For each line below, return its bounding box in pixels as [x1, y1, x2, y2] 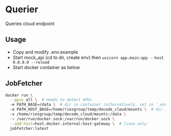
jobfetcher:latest [10, 126, 49, 131]
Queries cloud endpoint [5, 20, 55, 27]
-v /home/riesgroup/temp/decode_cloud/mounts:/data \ [10, 111, 126, 117]
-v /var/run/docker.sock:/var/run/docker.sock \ [10, 116, 115, 121]
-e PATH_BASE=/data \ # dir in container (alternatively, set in [10, 102, 154, 107]
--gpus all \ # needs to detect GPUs [10, 97, 93, 103]
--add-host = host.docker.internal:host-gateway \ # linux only [10, 121, 147, 126]
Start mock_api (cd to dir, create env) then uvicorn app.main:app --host [12, 54, 164, 60]
